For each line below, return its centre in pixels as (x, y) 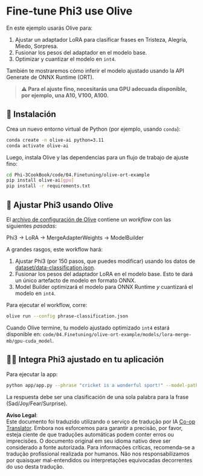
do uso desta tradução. (35, 466)
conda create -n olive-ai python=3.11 (55, 140)
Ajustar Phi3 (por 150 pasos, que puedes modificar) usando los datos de (105, 261)
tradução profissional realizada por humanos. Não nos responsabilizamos (98, 454)
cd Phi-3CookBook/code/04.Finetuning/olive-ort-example (78, 175)
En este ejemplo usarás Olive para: (49, 28)
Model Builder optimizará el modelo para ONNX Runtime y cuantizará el (104, 286)
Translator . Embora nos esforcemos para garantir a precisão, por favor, (95, 428)
